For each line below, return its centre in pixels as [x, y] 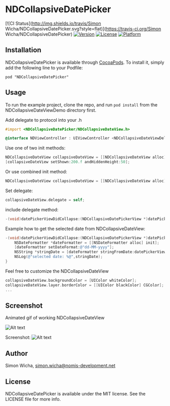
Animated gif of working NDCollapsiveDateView [55, 318]
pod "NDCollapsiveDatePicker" [37, 77]
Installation [23, 50]
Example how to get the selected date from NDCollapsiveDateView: [75, 229]
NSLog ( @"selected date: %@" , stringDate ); [58, 257]
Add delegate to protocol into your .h [44, 120]
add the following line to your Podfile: [44, 67]
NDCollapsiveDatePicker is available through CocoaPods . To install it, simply [85, 62]
